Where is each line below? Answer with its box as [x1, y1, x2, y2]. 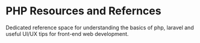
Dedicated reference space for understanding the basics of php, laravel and [5, 24, 194, 31]
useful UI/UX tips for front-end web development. [5, 30, 129, 37]
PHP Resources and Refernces [5, 4, 161, 18]
